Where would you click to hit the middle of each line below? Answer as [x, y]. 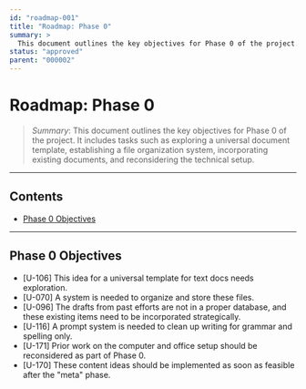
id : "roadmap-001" [44, 18]
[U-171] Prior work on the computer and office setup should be [140, 345]
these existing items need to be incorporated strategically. [132, 316]
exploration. [45, 287]
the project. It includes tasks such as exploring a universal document [161, 140]
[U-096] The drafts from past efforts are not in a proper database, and [154, 307]
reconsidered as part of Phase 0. [84, 355]
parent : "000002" [42, 60]
